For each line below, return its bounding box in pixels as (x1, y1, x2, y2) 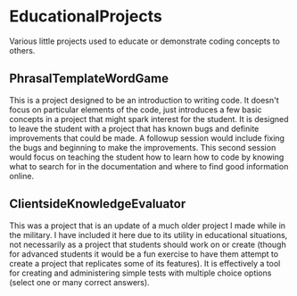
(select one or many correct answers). (9, 276, 150, 287)
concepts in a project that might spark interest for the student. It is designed (9, 113, 289, 124)
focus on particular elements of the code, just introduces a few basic (9, 104, 262, 115)
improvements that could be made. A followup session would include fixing (9, 132, 285, 144)
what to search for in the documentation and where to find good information (9, 160, 289, 171)
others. (9, 45, 36, 55)
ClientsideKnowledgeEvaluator (9, 196, 186, 211)
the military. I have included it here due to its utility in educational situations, (9, 229, 288, 240)
